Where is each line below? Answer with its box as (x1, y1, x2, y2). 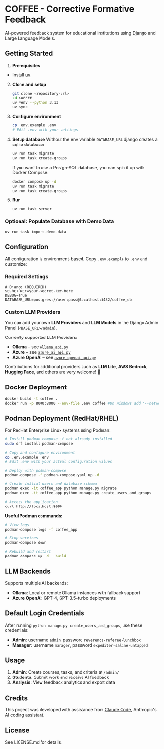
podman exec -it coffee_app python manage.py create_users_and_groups (5, 491, 152, 496)
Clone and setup (12, 81, 46, 87)
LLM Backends (5, 567, 51, 576)
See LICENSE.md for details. (5, 739, 62, 745)
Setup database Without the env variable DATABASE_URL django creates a (12, 136, 158, 142)
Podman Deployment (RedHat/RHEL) (5, 414, 119, 422)
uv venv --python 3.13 (12, 100, 59, 105)
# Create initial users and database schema (5, 482, 97, 486)
